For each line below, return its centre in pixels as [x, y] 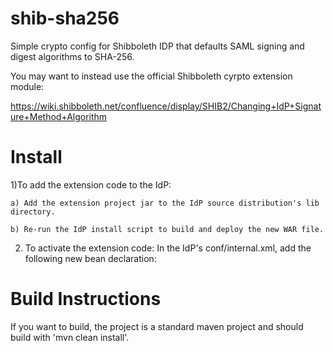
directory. [33, 212]
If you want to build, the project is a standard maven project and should [157, 326]
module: [27, 86]
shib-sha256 [65, 18]
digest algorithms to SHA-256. [72, 56]
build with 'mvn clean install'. [70, 337]
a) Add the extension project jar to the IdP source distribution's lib [165, 203]
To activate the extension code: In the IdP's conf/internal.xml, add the [168, 248]
